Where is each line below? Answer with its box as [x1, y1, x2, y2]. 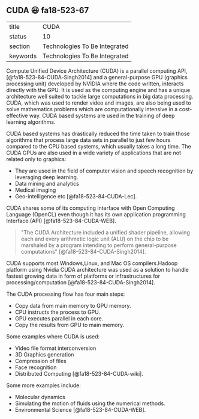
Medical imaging [14, 186, 56, 194]
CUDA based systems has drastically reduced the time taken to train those [6, 130, 190, 137]
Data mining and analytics [14, 180, 79, 187]
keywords [9, 52, 37, 60]
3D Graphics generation [14, 350, 74, 358]
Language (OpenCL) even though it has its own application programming [6, 210, 186, 218]
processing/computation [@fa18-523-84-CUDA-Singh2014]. [6, 278, 156, 286]
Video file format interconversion [14, 344, 97, 352]
